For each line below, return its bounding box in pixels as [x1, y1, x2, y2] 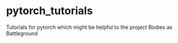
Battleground [6, 29, 38, 37]
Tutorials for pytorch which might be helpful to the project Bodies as [6, 24, 173, 31]
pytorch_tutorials [6, 4, 93, 18]
